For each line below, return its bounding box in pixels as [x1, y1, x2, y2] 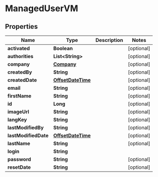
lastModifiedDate [7, 132, 49, 139]
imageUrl [7, 108, 29, 115]
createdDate [7, 77, 37, 83]
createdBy [7, 69, 33, 76]
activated [7, 45, 30, 52]
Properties [5, 22, 38, 31]
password [7, 156, 31, 162]
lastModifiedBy [7, 124, 44, 131]
